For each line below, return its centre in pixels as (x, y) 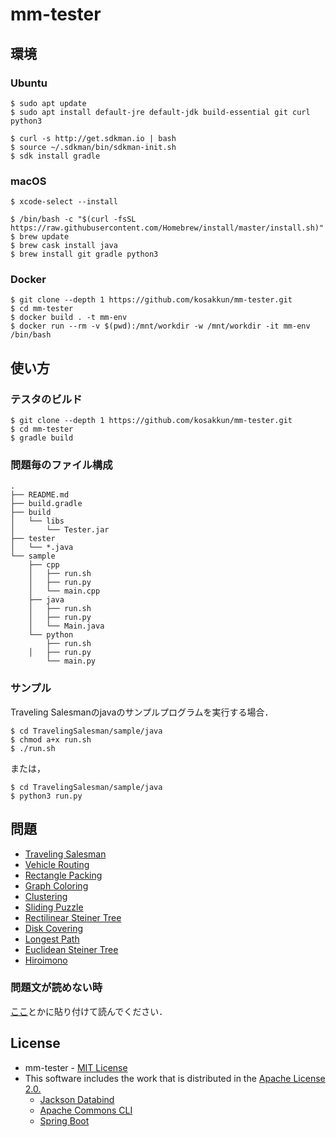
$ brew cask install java (64, 246)
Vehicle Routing (57, 864)
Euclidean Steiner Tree (71, 949)
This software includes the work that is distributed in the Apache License (175, 1078)
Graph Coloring (56, 885)
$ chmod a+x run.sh (51, 739)
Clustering (46, 896)
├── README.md (40, 495)
